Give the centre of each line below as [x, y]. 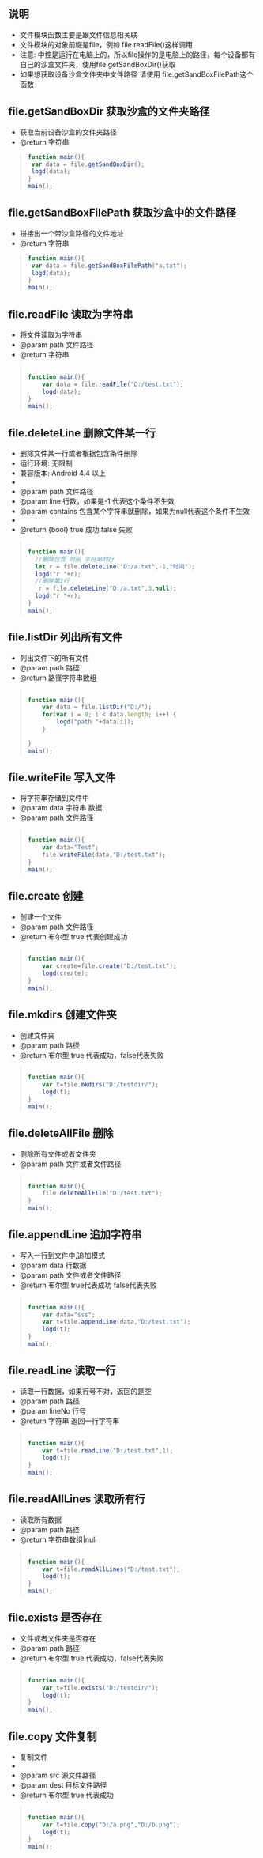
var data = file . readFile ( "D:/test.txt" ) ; [113, 384]
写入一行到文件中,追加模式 [62, 1255]
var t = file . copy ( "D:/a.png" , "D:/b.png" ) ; [111, 1825]
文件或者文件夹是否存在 [58, 1638]
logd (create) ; [65, 974]
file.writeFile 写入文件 [62, 778]
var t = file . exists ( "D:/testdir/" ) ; [101, 1688]
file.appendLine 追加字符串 [75, 1235]
